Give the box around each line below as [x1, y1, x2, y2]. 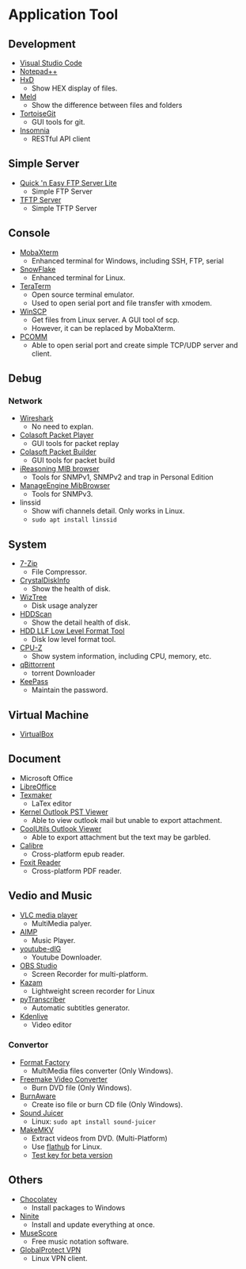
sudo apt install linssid [31, 516, 117, 525]
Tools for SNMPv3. [31, 490, 93, 499]
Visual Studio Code [19, 58, 83, 67]
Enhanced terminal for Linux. [31, 272, 126, 283]
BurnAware [19, 1091, 57, 1101]
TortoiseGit [19, 109, 56, 118]
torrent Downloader [31, 668, 96, 678]
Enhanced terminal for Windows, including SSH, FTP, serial [31, 256, 224, 265]
